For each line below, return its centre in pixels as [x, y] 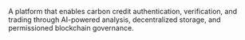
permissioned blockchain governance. [71, 28]
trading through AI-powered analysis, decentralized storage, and [115, 20]
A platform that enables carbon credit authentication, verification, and [123, 11]
